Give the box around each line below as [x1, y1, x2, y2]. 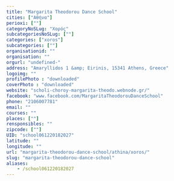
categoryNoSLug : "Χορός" [6, 25, 69, 32]
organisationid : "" [6, 48, 56, 54]
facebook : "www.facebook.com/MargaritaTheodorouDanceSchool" [6, 93, 164, 99]
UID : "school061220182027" [6, 132, 74, 139]
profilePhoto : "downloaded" [6, 76, 80, 82]
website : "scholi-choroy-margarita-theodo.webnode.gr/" [6, 87, 150, 94]
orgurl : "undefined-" [6, 59, 61, 65]
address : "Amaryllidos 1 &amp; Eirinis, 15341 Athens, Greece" [6, 65, 169, 71]
